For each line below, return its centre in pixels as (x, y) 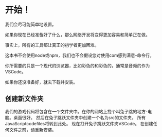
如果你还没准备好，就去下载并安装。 (41, 82)
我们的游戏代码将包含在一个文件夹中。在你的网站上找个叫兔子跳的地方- (76, 111)
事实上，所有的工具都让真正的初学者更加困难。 (52, 45)
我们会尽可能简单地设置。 (31, 24)
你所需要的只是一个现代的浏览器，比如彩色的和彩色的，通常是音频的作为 (77, 66)
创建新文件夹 (24, 99)
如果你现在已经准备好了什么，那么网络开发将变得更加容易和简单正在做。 (77, 34)
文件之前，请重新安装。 (33, 130)
